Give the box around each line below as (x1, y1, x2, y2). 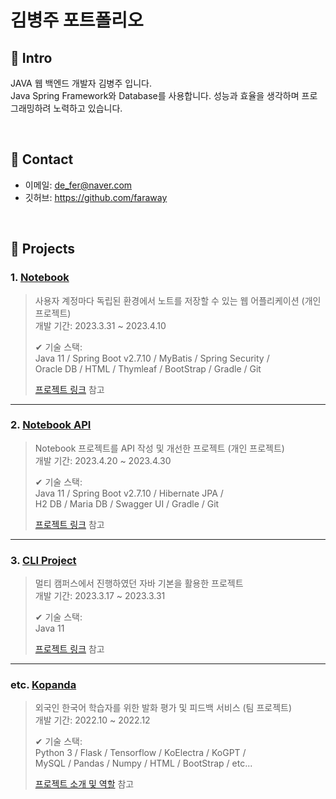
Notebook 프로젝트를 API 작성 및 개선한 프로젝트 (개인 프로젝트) (34, 442, 285, 454)
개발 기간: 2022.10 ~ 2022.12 (34, 714, 151, 726)
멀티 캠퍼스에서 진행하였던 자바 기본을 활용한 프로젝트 (34, 577, 244, 590)
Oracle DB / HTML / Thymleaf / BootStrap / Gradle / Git (34, 362, 262, 375)
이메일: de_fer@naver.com (24, 179, 133, 191)
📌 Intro (10, 49, 53, 66)
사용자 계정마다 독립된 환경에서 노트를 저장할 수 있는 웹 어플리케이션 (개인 (34, 294, 322, 306)
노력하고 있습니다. (53, 102, 123, 114)
